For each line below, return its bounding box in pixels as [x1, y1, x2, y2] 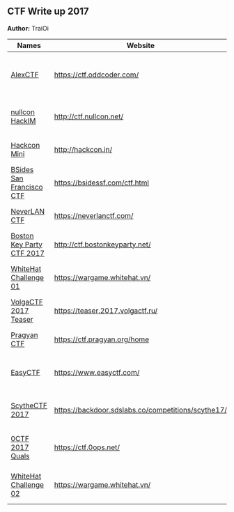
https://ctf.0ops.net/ [54, 442, 120, 452]
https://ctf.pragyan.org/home [54, 334, 150, 344]
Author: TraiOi [7, 24, 49, 32]
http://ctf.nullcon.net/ [54, 111, 124, 121]
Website [126, 40, 155, 50]
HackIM [10, 116, 36, 125]
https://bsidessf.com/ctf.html [54, 178, 150, 187]
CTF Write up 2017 [7, 6, 89, 17]
